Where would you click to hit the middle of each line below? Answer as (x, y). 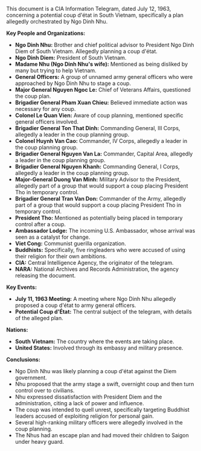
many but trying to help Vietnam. (56, 71)
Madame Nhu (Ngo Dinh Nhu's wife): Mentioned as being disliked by (101, 64)
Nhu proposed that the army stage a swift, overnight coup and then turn (104, 384)
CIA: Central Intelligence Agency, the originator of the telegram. (94, 263)
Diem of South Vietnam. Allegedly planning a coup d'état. (86, 51)
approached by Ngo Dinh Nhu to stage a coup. (73, 83)
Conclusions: (23, 359)
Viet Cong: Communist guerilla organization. (71, 243)
